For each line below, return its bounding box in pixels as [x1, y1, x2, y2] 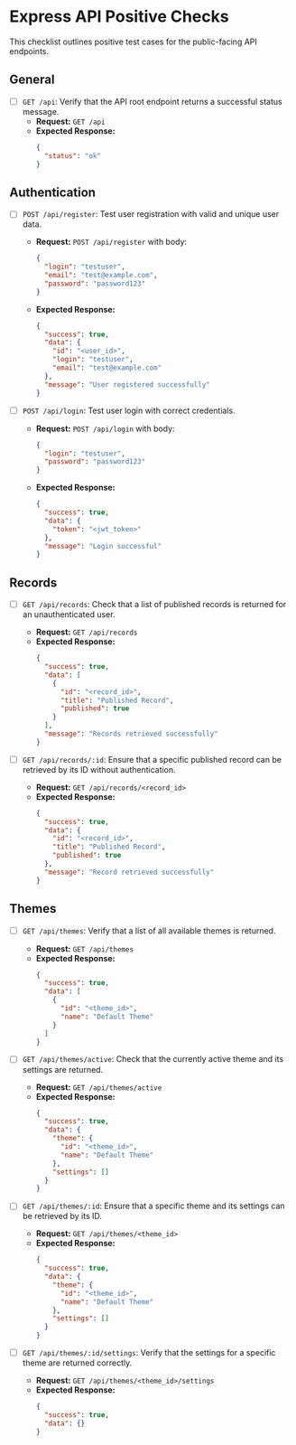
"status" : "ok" [43, 151, 102, 160]
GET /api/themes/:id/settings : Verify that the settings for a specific [22, 1347, 276, 1358]
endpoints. [9, 45, 50, 56]
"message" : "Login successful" [43, 541, 162, 550]
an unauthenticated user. [22, 609, 116, 620]
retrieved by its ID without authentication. [22, 764, 176, 774]
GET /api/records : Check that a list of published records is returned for [22, 599, 287, 610]
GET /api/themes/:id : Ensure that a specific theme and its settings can [22, 1200, 286, 1212]
